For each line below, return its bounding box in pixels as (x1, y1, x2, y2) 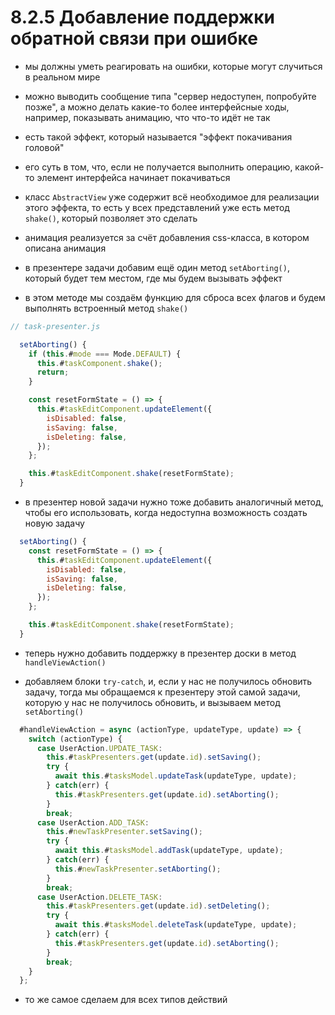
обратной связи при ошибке (10, 27, 258, 50)
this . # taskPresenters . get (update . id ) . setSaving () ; (46, 752, 262, 763)
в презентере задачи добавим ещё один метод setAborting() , (24, 261, 290, 273)
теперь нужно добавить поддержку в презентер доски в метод (24, 647, 297, 659)
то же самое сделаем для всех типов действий (24, 994, 228, 1006)
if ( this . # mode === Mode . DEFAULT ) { (28, 349, 182, 359)
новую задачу (24, 517, 85, 530)
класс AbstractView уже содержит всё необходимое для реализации (24, 191, 320, 203)
